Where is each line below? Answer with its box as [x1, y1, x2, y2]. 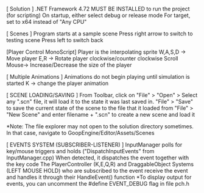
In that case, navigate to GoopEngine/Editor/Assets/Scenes [6, 129, 155, 136]
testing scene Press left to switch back [6, 37, 104, 43]
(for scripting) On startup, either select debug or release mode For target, [6, 12, 191, 19]
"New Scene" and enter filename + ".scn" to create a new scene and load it [6, 111, 195, 118]
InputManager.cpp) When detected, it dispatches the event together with [6, 154, 189, 161]
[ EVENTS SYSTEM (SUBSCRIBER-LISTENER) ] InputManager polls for [6, 141, 183, 148]
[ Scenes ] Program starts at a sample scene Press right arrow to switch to [6, 30, 193, 37]
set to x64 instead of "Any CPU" [6, 18, 87, 25]
